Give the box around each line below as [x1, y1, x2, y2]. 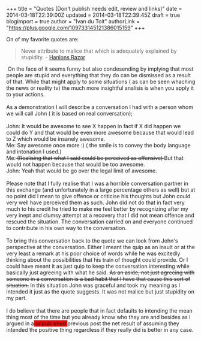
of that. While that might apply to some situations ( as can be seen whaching [6, 78, 196, 85]
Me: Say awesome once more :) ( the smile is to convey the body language [6, 142, 191, 149]
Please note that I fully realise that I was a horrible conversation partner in [6, 180, 189, 187]
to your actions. [6, 91, 45, 98]
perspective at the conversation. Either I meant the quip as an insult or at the [6, 244, 195, 250]
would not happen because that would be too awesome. [6, 161, 145, 168]
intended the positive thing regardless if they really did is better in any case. [6, 326, 194, 333]
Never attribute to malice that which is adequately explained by [20, 47, 177, 55]
